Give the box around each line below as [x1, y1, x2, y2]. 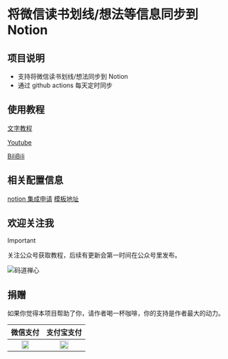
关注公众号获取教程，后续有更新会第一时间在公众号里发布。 [7, 251, 181, 260]
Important [7, 236, 36, 245]
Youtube [7, 138, 32, 146]
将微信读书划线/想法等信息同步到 [7, 6, 198, 23]
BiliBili [7, 152, 25, 160]
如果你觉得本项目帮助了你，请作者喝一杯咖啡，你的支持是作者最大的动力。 [7, 309, 224, 318]
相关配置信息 [7, 175, 64, 187]
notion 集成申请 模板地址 [7, 194, 79, 203]
